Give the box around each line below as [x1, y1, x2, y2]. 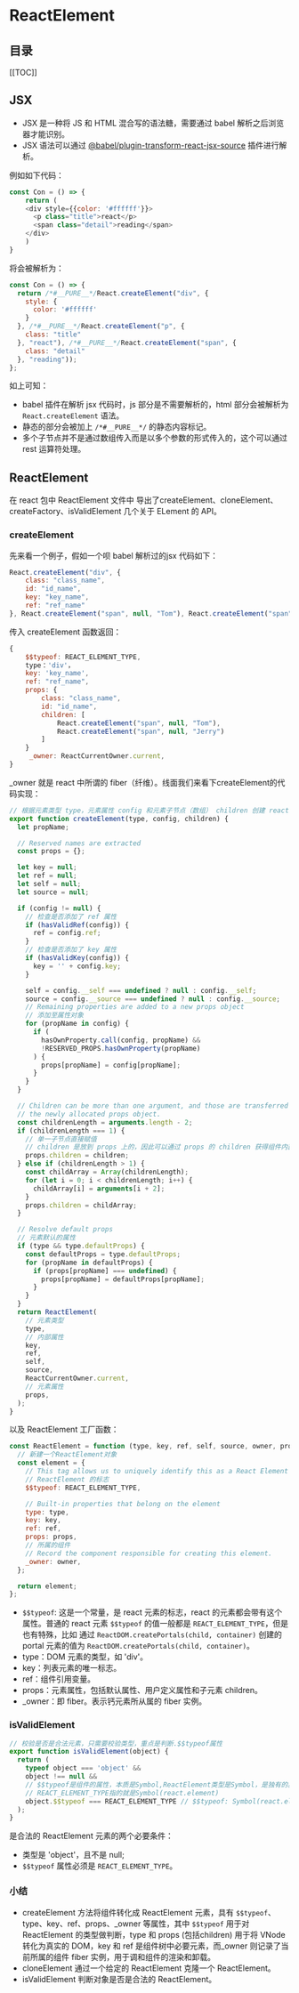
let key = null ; [17, 863, 77, 872]
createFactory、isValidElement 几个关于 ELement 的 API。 [9, 506, 222, 517]
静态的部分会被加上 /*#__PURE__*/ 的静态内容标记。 [21, 422, 212, 432]
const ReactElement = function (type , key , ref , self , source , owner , [9, 1442, 277, 1451]
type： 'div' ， [25, 660, 75, 670]
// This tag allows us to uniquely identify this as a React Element [25, 1467, 289, 1476]
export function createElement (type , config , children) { [9, 814, 229, 823]
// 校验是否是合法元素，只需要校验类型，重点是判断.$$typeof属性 [9, 1739, 223, 1748]
